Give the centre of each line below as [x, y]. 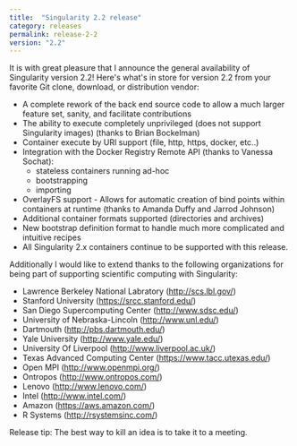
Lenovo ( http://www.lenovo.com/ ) [85, 387]
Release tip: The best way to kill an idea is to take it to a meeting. [128, 433]
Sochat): [38, 161]
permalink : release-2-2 [54, 34]
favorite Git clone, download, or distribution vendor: [104, 87]
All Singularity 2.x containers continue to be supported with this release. [155, 247]
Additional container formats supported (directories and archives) [143, 219]
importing [53, 190]
